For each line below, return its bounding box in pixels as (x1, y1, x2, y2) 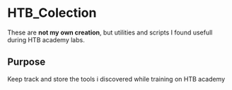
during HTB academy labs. (7, 35, 85, 44)
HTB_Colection (7, 5, 97, 21)
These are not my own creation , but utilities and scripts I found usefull (7, 28, 213, 37)
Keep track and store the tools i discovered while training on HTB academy (7, 75, 226, 83)
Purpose (7, 56, 46, 68)
